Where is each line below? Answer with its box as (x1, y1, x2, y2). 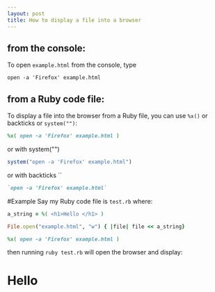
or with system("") (7, 145, 61, 153)
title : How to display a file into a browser (7, 17, 141, 24)
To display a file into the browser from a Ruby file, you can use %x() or (7, 112, 208, 120)
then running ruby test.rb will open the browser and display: (7, 248, 183, 257)
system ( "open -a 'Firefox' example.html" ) (7, 159, 132, 165)
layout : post (7, 10, 45, 17)
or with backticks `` (7, 171, 63, 179)
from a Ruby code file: (7, 93, 105, 105)
